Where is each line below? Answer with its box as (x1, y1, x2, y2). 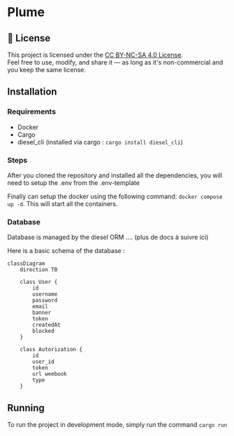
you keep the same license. (7, 66, 86, 74)
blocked (32, 327, 54, 335)
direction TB (20, 266, 58, 273)
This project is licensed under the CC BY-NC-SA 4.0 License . (7, 50, 184, 59)
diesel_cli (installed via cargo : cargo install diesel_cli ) (17, 137, 183, 146)
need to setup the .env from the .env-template (7, 178, 140, 186)
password (32, 297, 58, 304)
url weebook (32, 371, 68, 378)
